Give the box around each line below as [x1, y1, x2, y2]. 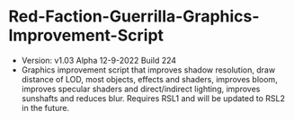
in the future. [21, 102, 69, 113]
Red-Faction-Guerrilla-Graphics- [8, 6, 260, 27]
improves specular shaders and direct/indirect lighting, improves [21, 83, 261, 94]
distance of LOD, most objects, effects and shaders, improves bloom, [21, 73, 278, 84]
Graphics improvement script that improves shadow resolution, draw [21, 64, 276, 75]
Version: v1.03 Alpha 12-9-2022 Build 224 [21, 55, 177, 65]
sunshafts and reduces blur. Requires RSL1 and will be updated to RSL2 [21, 92, 285, 104]
